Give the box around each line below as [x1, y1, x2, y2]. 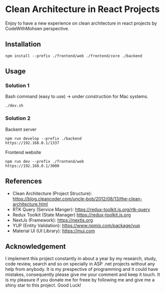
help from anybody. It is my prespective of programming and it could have [5, 266, 158, 272]
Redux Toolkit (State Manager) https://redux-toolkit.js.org [12, 212, 131, 218]
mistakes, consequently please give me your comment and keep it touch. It [5, 271, 160, 277]
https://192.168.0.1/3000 [5, 163, 59, 168]
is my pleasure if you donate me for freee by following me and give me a [5, 277, 154, 283]
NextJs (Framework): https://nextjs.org [12, 217, 93, 223]
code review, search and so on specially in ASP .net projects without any [5, 261, 155, 267]
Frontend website [5, 149, 42, 155]
